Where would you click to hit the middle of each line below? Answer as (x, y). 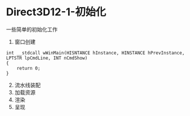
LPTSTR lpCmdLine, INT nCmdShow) (47, 58)
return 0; (29, 68)
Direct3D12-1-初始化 (56, 12)
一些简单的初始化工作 (32, 29)
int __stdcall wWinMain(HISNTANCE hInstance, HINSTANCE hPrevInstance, (95, 53)
